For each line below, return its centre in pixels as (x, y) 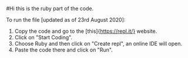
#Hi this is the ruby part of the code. (50, 8)
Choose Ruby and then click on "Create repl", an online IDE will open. (98, 44)
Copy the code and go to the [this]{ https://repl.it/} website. (86, 31)
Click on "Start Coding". (43, 37)
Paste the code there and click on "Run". (63, 50)
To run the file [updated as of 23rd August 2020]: (66, 20)
